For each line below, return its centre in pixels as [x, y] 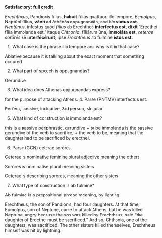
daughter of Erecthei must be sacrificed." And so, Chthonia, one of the [76, 220]
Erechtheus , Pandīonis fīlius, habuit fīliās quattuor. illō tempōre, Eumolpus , [81, 16]
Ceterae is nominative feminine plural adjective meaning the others [72, 157]
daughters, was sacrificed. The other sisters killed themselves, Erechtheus [80, 225]
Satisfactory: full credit [29, 7]
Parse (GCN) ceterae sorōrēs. [42, 148]
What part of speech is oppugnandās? [51, 71]
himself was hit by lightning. [33, 230]
